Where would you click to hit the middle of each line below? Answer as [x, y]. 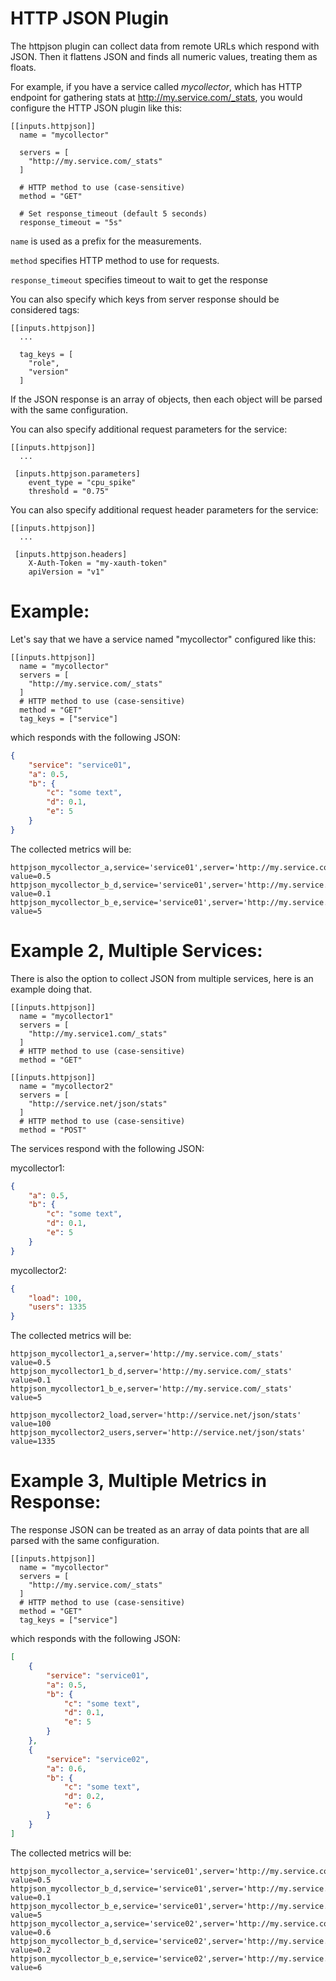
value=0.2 [31, 1950]
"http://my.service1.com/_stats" [98, 1033]
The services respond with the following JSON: [107, 1148]
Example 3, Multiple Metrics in [139, 1481]
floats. [23, 67]
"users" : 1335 [57, 1307]
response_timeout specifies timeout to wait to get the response [139, 279]
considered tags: [45, 309]
